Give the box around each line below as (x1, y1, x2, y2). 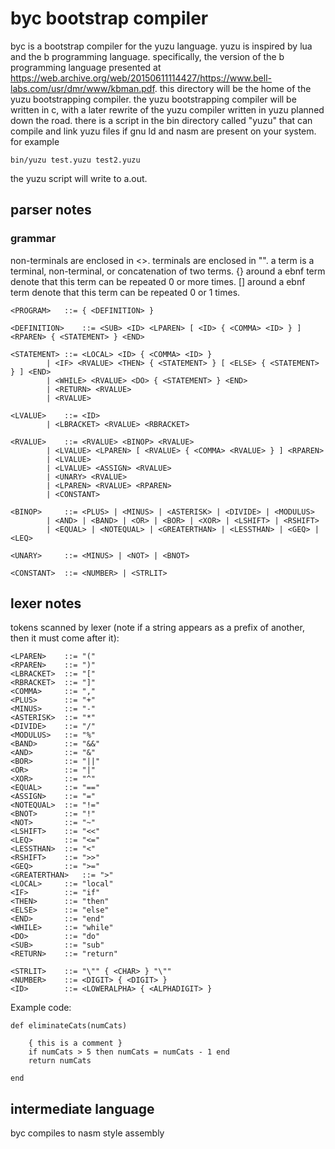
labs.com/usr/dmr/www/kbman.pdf (10, 82, 155, 94)
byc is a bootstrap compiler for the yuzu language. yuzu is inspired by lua (10, 40, 313, 52)
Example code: (10, 1002, 72, 1014)
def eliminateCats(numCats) (10, 1021, 128, 1031)
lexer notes (10, 595, 82, 612)
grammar (10, 232, 57, 246)
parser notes (10, 202, 92, 219)
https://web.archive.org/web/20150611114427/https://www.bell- (10, 72, 273, 84)
